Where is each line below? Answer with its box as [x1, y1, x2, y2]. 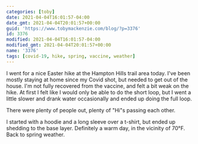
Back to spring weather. [6, 131, 65, 138]
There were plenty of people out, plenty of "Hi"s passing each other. [6, 106, 176, 114]
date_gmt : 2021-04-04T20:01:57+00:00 [6, 20, 101, 26]
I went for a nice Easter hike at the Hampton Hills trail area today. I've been [6, 69, 191, 76]
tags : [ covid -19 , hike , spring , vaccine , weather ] [6, 53, 136, 59]
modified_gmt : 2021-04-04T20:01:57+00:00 [6, 42, 112, 48]
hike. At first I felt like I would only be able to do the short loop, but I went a [6, 88, 191, 96]
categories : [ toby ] [6, 8, 55, 15]
